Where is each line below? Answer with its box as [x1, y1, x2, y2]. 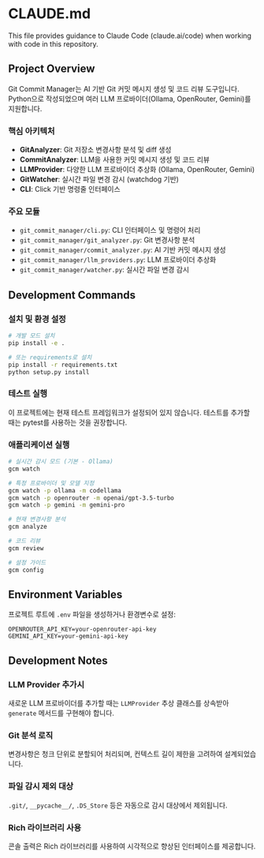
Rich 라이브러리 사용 [8, 822, 82, 833]
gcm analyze [8, 523, 47, 531]
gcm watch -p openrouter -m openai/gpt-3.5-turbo [8, 494, 175, 502]
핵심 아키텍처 [8, 126, 55, 137]
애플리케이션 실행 [8, 439, 70, 450]
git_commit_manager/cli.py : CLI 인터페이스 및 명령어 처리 [19, 226, 201, 235]
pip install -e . [8, 339, 65, 347]
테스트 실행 [8, 388, 48, 399]
